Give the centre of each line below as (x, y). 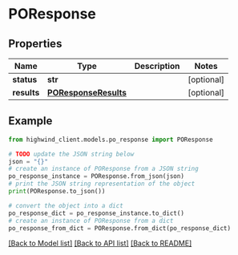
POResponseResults (87, 93)
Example (30, 121)
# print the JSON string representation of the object (102, 184)
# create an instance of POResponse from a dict (91, 221)
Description (157, 66)
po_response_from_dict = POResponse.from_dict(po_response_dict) (119, 228)
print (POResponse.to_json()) (57, 192)
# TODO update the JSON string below (71, 154)
